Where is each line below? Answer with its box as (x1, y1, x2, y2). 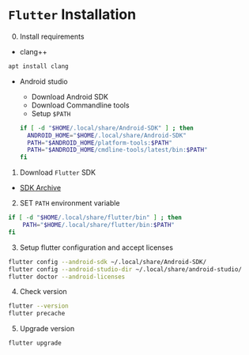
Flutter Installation (8, 6, 137, 24)
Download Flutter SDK (19, 168, 96, 177)
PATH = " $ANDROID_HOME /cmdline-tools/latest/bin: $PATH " (27, 146, 208, 154)
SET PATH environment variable (19, 198, 120, 208)
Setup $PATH (31, 108, 71, 118)
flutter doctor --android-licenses (8, 273, 126, 281)
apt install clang (8, 62, 69, 70)
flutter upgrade (8, 339, 62, 347)
